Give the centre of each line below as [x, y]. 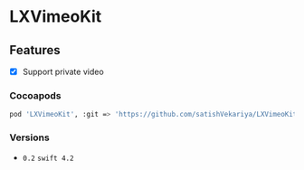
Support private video [63, 71]
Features [35, 50]
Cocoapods [35, 95]
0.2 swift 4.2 [48, 158]
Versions [29, 137]
